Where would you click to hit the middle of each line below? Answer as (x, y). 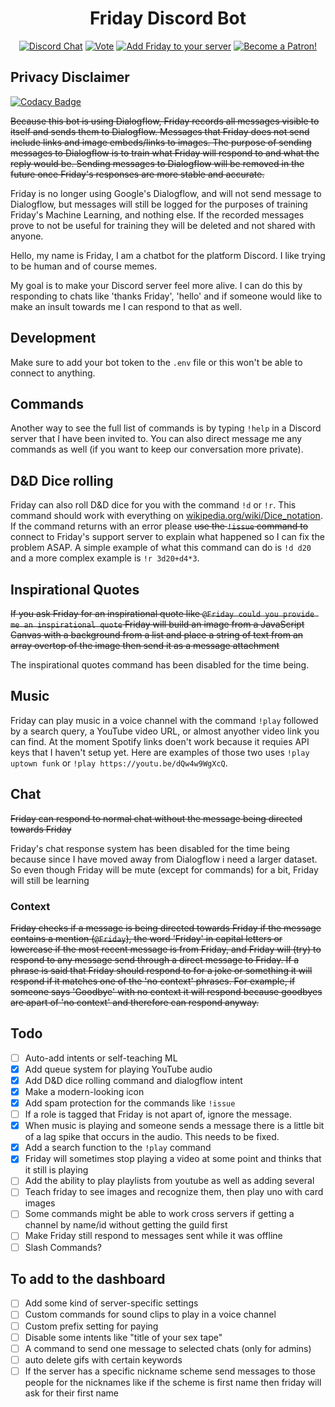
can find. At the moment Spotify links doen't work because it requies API (160, 741)
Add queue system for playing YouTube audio (118, 1069)
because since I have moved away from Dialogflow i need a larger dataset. (164, 859)
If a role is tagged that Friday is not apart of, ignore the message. (158, 1114)
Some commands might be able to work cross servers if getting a (159, 1214)
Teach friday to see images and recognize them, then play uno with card (174, 1192)
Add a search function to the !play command (118, 1148)
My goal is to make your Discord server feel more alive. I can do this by (156, 285)
